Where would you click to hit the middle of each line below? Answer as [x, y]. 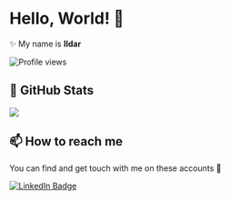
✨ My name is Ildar [45, 44]
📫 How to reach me [66, 141]
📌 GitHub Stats [51, 90]
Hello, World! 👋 [67, 19]
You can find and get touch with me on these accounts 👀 [115, 168]
